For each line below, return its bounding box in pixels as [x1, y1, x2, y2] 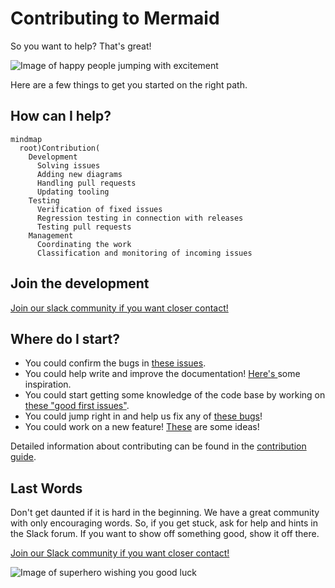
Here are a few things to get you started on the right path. [10, 78, 248, 91]
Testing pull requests [36, 222, 132, 232]
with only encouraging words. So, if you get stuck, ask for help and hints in [10, 517, 318, 529]
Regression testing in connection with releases [36, 213, 244, 223]
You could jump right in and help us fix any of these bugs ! [24, 410, 263, 422]
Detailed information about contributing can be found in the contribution [10, 440, 307, 452]
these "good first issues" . [24, 400, 130, 412]
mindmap [10, 134, 43, 144]
